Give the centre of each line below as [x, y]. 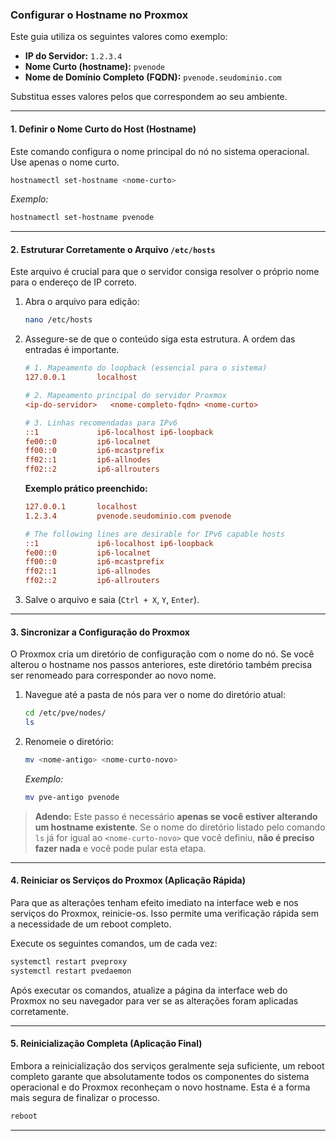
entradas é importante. [72, 350]
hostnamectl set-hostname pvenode [82, 218]
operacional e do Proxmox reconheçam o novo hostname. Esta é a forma [160, 1087]
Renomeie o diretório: [69, 742]
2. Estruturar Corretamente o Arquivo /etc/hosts [113, 249]
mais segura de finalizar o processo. [85, 1097]
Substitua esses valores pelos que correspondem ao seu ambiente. [149, 97]
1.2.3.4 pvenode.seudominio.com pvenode [128, 516]
